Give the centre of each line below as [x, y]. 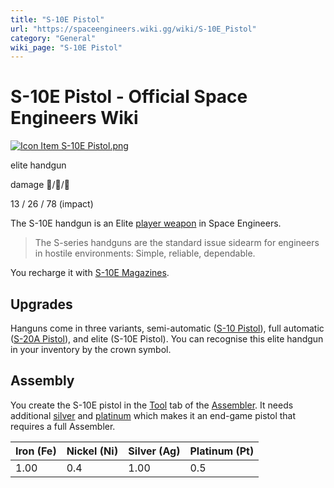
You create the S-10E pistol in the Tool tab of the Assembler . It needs [152, 405]
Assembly [42, 381]
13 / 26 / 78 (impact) [52, 204]
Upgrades [41, 304]
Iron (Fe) [36, 451]
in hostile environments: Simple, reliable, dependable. [145, 253]
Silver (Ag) [154, 451]
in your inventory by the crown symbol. [91, 349]
